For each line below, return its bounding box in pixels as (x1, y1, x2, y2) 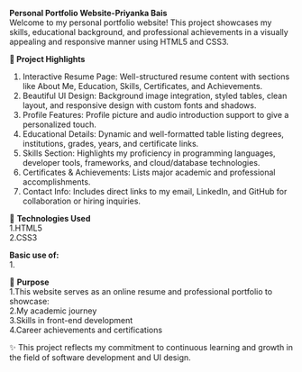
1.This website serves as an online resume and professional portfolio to (9, 286, 273, 296)
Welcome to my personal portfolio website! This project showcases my (9, 17, 272, 28)
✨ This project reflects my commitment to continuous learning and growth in (9, 342, 294, 352)
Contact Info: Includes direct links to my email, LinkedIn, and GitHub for (22, 186, 288, 196)
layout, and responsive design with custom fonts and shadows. (22, 100, 257, 111)
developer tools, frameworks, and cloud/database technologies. (22, 158, 261, 168)
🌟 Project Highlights (9, 54, 86, 64)
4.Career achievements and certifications (9, 324, 163, 335)
